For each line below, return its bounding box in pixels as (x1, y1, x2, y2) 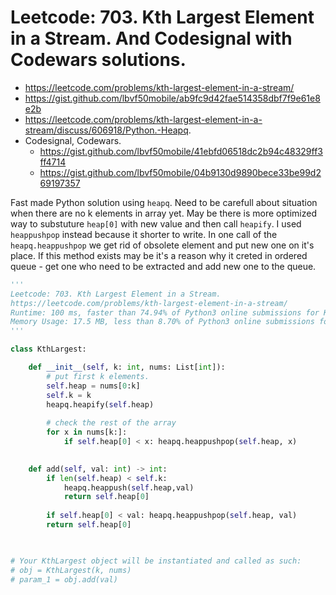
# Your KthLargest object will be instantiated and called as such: (10, 556, 302, 566)
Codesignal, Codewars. (24, 134, 122, 146)
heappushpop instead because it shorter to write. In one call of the (10, 228, 278, 240)
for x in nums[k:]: (46, 427, 128, 438)
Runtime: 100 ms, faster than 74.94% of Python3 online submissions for (10, 307, 320, 318)
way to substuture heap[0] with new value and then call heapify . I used (10, 217, 302, 230)
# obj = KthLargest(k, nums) (10, 565, 132, 575)
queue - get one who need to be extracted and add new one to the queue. (10, 260, 317, 272)
